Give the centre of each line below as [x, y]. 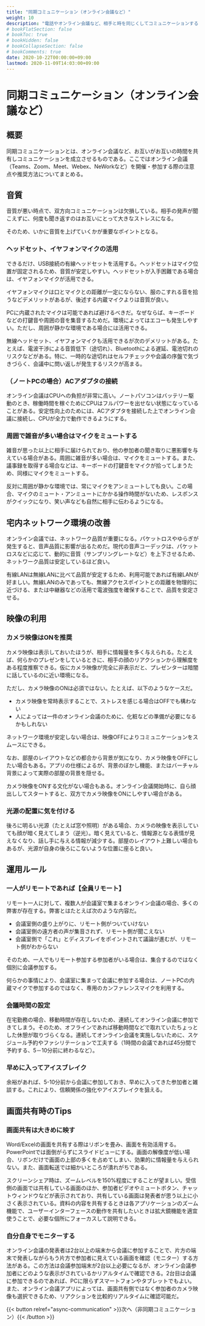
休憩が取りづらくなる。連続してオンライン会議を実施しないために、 [102, 1035]
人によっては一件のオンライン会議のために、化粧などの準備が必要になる [106, 716]
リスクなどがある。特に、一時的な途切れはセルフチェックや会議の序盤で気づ [103, 356]
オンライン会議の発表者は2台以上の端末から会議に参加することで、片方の [99, 1250]
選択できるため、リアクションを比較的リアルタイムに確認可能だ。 [99, 1296]
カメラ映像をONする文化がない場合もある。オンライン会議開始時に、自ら [99, 786]
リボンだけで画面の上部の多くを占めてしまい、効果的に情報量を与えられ [108, 1160]
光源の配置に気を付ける [41, 811]
